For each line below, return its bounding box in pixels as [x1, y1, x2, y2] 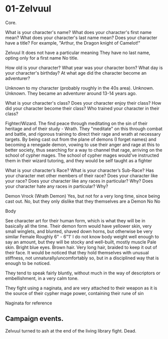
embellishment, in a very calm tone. [5, 275, 79, 281]
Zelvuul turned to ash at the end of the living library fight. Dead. [5, 327, 136, 333]
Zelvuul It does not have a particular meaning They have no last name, [5, 50, 150, 56]
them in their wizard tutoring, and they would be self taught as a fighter [5, 157, 152, 163]
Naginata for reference [5, 300, 53, 306]
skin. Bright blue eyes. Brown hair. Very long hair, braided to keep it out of [5, 244, 157, 250]
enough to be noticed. [5, 260, 51, 266]
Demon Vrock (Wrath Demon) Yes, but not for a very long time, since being [5, 193, 160, 199]
